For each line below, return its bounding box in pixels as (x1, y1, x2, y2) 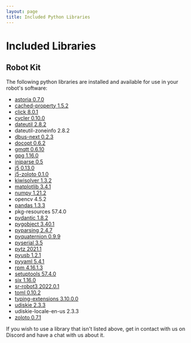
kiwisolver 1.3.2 (14, 176, 52, 184)
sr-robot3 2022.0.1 (14, 283, 60, 290)
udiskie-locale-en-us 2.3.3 (14, 307, 79, 314)
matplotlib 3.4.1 (14, 183, 52, 190)
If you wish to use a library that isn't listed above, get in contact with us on (6, 325, 186, 332)
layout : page (6, 8, 38, 15)
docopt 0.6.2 (14, 139, 46, 147)
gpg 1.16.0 (14, 152, 39, 159)
